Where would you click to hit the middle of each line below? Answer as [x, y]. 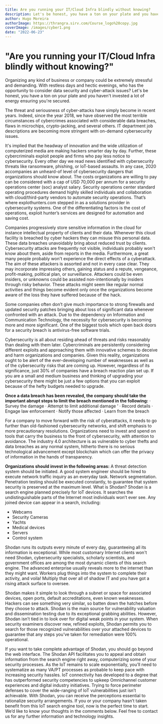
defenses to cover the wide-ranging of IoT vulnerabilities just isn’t [71, 690]
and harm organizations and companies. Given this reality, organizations [77, 355]
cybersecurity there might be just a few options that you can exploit [73, 381]
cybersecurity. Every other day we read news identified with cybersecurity [80, 161]
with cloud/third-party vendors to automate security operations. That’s [75, 197]
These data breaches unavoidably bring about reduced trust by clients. [76, 243]
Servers [20, 533]
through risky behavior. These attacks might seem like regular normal [74, 284]
